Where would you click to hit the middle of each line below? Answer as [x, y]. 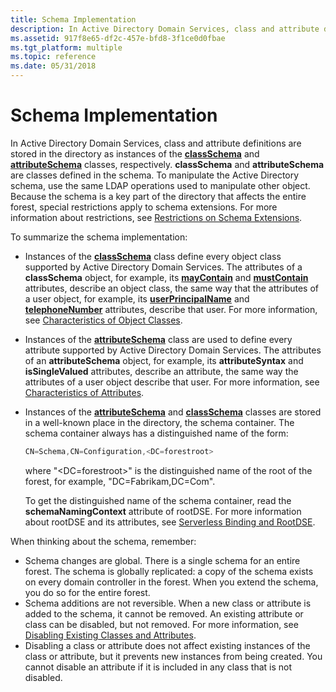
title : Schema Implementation [73, 19]
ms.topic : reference [53, 57]
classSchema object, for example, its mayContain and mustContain [166, 277]
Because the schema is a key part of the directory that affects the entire [158, 196]
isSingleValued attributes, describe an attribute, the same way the [161, 371]
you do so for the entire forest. [87, 592]
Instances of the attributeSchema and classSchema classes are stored [173, 412]
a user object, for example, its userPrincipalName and [137, 298]
